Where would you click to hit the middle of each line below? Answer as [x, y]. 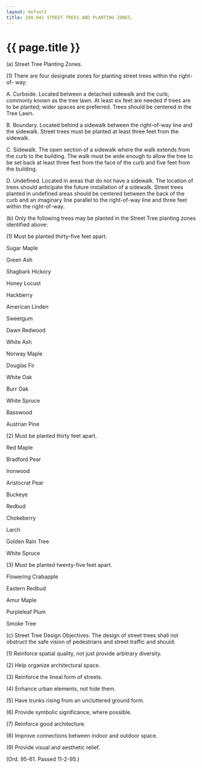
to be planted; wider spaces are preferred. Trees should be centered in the [99, 107]
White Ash [19, 342]
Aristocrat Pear [25, 483]
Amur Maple [22, 600]
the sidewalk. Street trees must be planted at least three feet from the [93, 131]
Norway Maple [24, 354]
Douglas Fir [21, 366]
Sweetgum [20, 319]
